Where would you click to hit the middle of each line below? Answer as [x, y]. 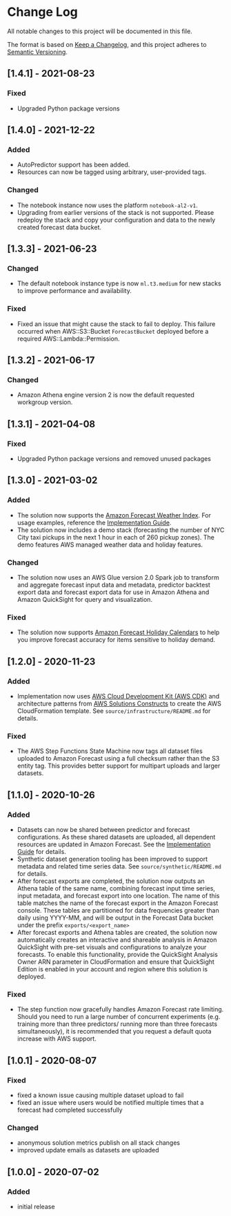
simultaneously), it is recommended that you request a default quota [114, 1032]
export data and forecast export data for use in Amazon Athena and [113, 592]
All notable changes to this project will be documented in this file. [100, 31]
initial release [36, 1206]
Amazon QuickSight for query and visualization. [85, 599]
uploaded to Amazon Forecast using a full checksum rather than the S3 [118, 759]
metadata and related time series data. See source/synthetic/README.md [119, 866]
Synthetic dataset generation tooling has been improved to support [112, 859]
